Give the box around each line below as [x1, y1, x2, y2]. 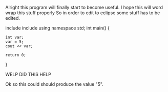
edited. [5, 15, 20, 21]
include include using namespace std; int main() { [5, 25, 110, 31]
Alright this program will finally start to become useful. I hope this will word [5, 5, 163, 10]
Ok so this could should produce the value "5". [5, 81, 104, 87]
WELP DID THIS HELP [5, 71, 51, 77]
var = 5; [5, 39, 24, 44]
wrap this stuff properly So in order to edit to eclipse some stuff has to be [5, 10, 160, 16]
